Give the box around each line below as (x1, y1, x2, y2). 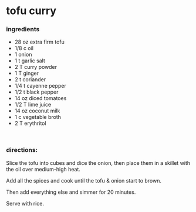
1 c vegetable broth (14, 114, 62, 121)
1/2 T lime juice (14, 101, 52, 108)
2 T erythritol (14, 120, 46, 127)
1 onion (14, 51, 32, 58)
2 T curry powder (14, 64, 58, 71)
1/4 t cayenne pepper (14, 82, 66, 90)
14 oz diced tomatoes (14, 95, 67, 102)
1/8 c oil (14, 45, 34, 52)
